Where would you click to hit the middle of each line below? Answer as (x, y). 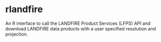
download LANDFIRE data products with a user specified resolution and (81, 28)
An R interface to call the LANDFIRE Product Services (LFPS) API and (78, 23)
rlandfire (24, 9)
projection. (17, 34)
